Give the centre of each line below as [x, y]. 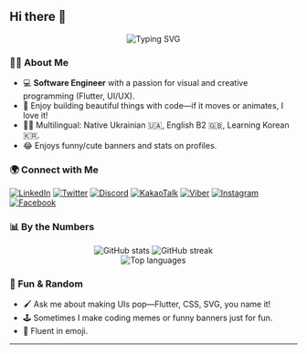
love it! [35, 116]
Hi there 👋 [38, 17]
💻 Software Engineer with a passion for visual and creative [135, 83]
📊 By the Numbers [52, 227]
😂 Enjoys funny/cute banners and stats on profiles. [120, 146]
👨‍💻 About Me [39, 62]
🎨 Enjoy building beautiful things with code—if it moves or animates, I [153, 106]
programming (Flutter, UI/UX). [79, 96]
